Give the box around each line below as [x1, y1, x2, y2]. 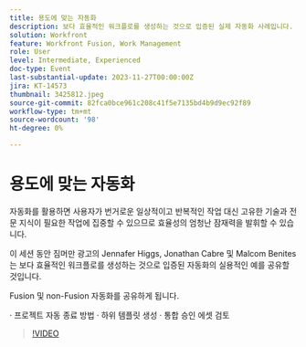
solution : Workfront [9, 30, 89, 39]
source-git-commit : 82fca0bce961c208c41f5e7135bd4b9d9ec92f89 [9, 98, 251, 108]
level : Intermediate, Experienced [9, 56, 142, 65]
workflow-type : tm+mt [9, 107, 92, 116]
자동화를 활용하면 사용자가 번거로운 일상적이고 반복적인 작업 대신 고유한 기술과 [9, 205, 288, 216]
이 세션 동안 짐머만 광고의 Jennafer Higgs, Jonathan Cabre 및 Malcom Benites [9, 247, 297, 258]
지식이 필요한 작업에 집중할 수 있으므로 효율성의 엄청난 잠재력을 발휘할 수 [18, 216, 278, 228]
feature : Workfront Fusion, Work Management [9, 38, 182, 48]
